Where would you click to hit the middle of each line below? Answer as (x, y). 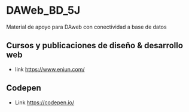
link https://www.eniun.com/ (50, 69)
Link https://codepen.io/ (45, 102)
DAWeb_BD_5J (43, 10)
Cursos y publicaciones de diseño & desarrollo (95, 46)
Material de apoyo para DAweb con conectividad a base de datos (86, 27)
